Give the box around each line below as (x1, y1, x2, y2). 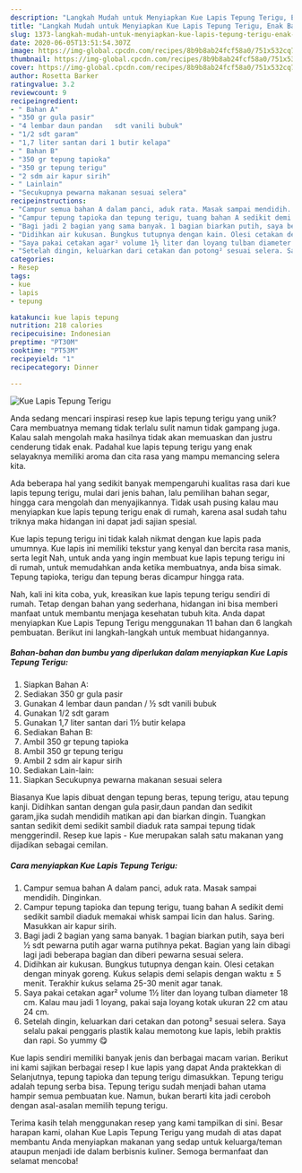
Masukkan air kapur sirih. (22, 921, 117, 932)
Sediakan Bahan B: (22, 727, 93, 738)
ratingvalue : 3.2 (10, 80, 75, 89)
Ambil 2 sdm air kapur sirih (22, 755, 123, 767)
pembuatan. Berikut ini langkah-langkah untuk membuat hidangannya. (10, 627, 270, 638)
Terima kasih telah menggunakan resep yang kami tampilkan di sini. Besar (10, 1117, 283, 1128)
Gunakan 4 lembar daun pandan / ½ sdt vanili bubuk (22, 699, 218, 709)
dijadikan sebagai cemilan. (10, 839, 108, 850)
